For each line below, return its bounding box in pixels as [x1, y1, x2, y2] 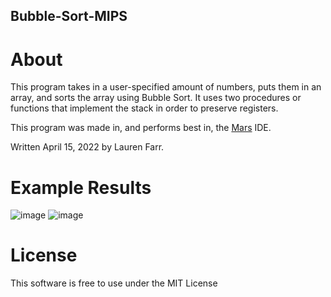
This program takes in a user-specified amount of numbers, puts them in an [10, 81, 322, 93]
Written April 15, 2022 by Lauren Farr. [10, 141, 165, 153]
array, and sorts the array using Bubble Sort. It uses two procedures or [10, 92, 302, 104]
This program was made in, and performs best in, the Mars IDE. [10, 122, 272, 134]
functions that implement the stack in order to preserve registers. [10, 102, 279, 114]
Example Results [10, 176, 152, 199]
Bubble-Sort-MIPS [10, 8, 128, 25]
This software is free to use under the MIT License [10, 277, 218, 289]
